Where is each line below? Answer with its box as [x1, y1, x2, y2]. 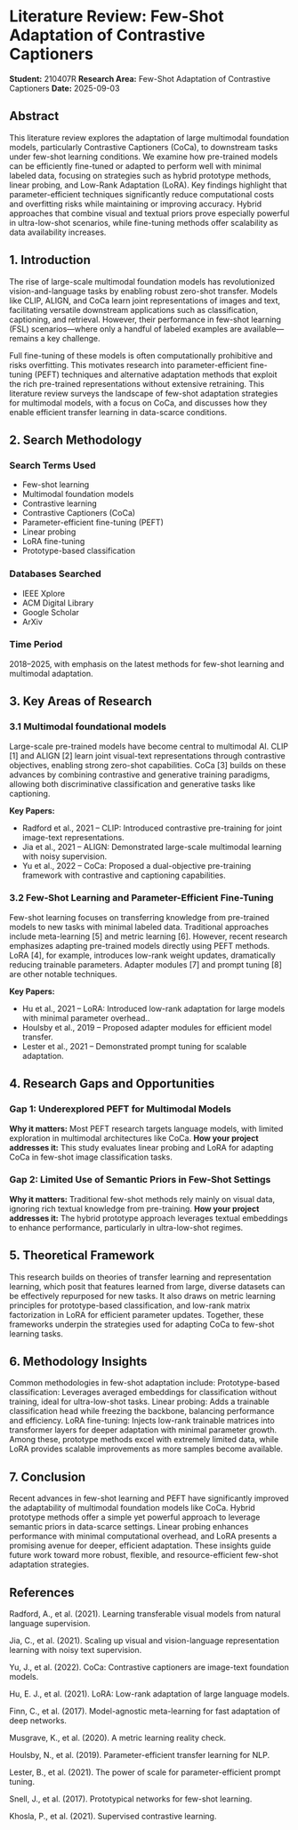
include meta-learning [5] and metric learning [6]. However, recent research [9, 931, 288, 942]
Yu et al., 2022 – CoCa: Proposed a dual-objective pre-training [21, 860, 252, 871]
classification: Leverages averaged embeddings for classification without [9, 1387, 278, 1398]
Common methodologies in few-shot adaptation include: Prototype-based [9, 1377, 280, 1388]
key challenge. [47, 333, 101, 343]
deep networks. [9, 1715, 67, 1726]
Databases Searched [9, 567, 102, 580]
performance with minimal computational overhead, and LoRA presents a [9, 1531, 278, 1542]
